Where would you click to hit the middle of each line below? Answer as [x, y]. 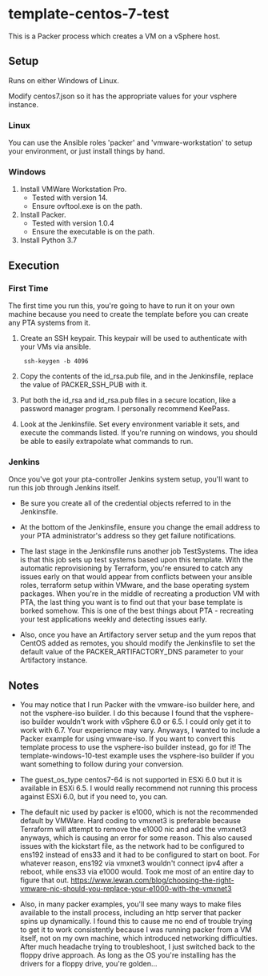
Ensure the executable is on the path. [93, 232]
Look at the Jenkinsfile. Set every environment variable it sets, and [130, 424]
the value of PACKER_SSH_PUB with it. [84, 385]
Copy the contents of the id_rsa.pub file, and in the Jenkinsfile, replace [136, 376]
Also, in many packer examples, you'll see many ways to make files [130, 904]
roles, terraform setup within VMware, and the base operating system [134, 586]
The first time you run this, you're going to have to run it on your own [122, 306]
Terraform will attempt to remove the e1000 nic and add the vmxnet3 [133, 830]
